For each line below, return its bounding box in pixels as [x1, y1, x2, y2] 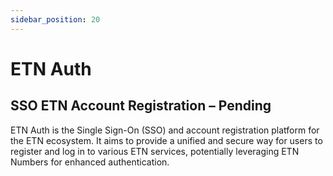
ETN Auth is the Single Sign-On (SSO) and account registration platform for [10, 124, 320, 136]
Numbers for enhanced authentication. [10, 156, 170, 168]
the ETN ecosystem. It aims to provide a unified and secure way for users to [10, 134, 323, 146]
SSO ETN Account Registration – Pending [10, 97, 272, 115]
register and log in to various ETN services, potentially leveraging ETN [10, 145, 300, 157]
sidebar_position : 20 [10, 14, 101, 25]
